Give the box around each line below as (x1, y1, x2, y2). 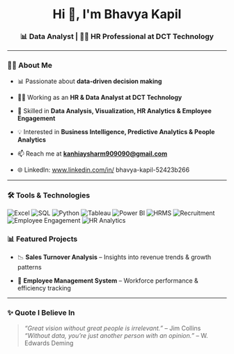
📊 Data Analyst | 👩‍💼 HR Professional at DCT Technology (19, 31, 214, 41)
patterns (17, 263, 42, 272)
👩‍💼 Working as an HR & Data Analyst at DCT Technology (17, 93, 182, 101)
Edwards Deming (24, 339, 74, 347)
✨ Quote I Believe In (7, 308, 75, 318)
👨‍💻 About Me (7, 61, 52, 71)
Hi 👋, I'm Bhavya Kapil (52, 6, 182, 22)
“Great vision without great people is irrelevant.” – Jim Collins (24, 324, 201, 332)
